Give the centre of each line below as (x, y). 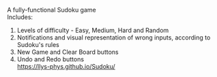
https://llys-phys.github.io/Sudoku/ (66, 66)
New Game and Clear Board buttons (68, 52)
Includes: (20, 17)
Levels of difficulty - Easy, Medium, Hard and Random (93, 30)
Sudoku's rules (38, 45)
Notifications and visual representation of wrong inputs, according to (114, 37)
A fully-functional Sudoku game (52, 10)
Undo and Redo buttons (50, 59)
